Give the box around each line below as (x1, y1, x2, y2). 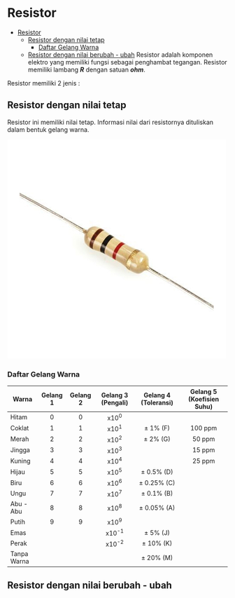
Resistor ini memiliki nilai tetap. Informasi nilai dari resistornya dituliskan (7, 118, 214, 126)
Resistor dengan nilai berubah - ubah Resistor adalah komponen (27, 50, 213, 59)
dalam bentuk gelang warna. (7, 125, 90, 134)
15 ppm (192, 445, 215, 454)
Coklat (10, 424, 29, 433)
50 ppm (192, 435, 215, 443)
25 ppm (192, 456, 215, 465)
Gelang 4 (143, 391, 171, 400)
